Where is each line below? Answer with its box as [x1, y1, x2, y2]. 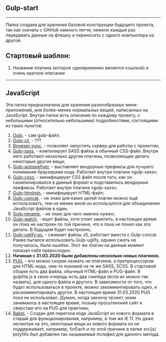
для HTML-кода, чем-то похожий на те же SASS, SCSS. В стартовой [12, 263, 156, 269]
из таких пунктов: [5, 123, 43, 129]
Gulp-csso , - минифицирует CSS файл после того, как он [12, 174, 133, 180]
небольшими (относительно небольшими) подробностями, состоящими [5, 118, 158, 124]
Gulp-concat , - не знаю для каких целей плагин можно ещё [12, 195, 138, 201]
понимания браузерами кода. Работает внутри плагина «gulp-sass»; [12, 169, 158, 175]
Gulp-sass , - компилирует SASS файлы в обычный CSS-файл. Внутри [12, 148, 158, 154]
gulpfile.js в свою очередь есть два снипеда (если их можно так [12, 274, 149, 280]
